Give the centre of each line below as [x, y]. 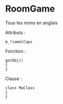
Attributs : [15, 32]
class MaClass [20, 88]
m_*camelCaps [19, 42]
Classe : [14, 78]
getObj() [14, 60]
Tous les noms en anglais [31, 23]
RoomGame [30, 9]
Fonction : [16, 51]
